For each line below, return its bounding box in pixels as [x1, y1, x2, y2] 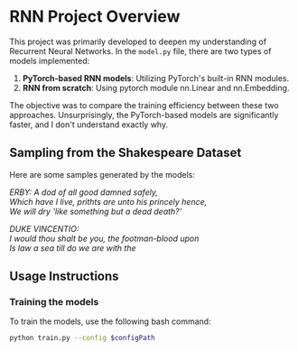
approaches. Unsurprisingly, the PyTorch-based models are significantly [9, 109, 279, 120]
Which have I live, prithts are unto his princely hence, [9, 196, 208, 207]
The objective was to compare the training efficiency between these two [9, 99, 279, 110]
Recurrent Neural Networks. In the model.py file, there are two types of [9, 45, 272, 56]
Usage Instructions [9, 269, 119, 284]
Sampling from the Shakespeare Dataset [9, 145, 242, 161]
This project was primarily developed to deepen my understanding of [9, 36, 267, 47]
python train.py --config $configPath [9, 334, 155, 343]
